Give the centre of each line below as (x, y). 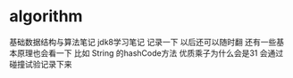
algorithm (46, 16)
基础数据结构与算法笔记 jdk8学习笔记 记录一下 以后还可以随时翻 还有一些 (143, 42)
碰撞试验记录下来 (41, 64)
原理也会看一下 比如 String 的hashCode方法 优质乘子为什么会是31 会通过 (150, 53)
